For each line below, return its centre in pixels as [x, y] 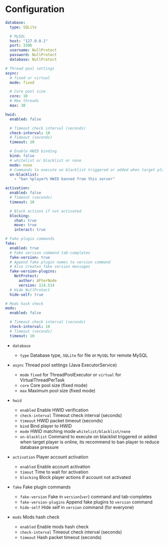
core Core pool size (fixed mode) [54, 385]
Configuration [35, 9]
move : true [25, 225]
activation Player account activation [50, 457]
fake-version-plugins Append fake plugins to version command [86, 502]
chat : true [25, 220]
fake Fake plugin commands [41, 487]
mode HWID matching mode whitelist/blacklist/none [75, 431]
